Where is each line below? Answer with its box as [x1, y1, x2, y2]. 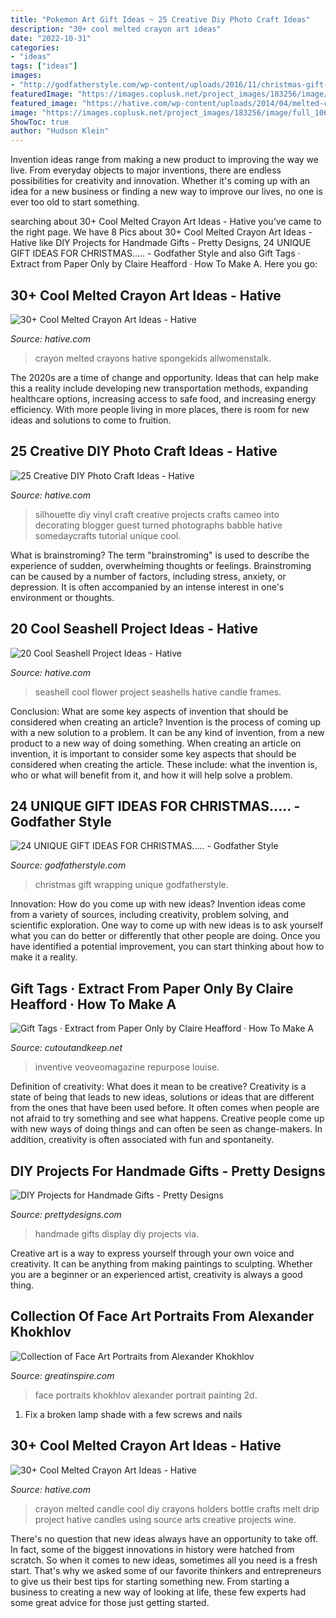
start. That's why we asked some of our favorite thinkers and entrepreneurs [10, 1564, 322, 1576]
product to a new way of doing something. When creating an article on [10, 737, 302, 749]
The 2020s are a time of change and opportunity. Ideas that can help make [10, 371, 320, 383]
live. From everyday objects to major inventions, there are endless [10, 164, 282, 176]
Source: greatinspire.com [10, 1369, 115, 1381]
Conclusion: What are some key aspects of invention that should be [10, 705, 289, 717]
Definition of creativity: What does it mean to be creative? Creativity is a [10, 1081, 307, 1093]
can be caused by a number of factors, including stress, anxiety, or [10, 570, 287, 582]
